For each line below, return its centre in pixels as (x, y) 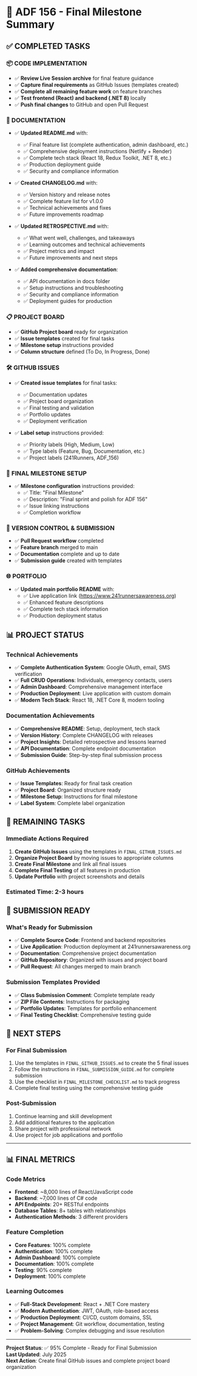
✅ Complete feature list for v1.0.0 (63, 201)
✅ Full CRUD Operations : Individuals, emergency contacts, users (93, 680)
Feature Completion (35, 1232)
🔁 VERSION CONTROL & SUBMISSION (60, 528)
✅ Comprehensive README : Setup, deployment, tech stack (87, 728)
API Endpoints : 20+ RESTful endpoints (62, 1205)
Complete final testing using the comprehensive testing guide (89, 1088)
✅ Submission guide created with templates (68, 561)
